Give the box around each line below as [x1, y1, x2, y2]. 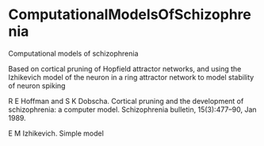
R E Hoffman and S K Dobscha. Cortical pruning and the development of [8, 96, 244, 106]
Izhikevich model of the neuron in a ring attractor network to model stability [8, 72, 254, 82]
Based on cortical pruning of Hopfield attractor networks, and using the [8, 63, 242, 73]
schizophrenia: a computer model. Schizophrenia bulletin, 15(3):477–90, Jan [8, 105, 257, 114]
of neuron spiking [8, 81, 66, 90]
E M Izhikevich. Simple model [8, 129, 105, 138]
